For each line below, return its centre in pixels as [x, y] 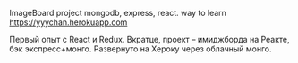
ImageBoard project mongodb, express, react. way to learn [118, 13]
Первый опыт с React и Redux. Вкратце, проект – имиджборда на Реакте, [149, 39]
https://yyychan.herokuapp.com [68, 22]
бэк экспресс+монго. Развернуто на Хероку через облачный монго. [140, 49]
